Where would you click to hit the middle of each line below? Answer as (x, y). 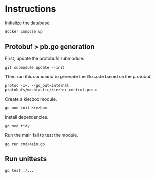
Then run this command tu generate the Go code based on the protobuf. (78, 76)
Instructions (31, 9)
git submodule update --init (35, 67)
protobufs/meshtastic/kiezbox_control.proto (51, 90)
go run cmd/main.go (25, 144)
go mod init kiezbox (26, 108)
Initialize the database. (28, 23)
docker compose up (24, 31)
